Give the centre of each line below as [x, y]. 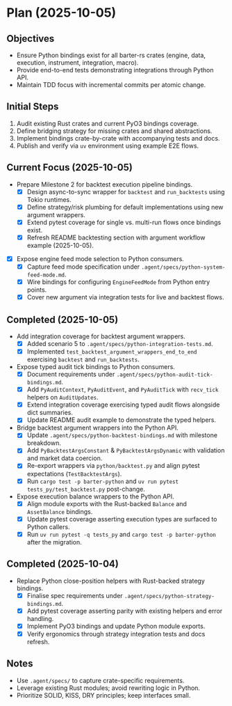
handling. [40, 618]
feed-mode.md [46, 275]
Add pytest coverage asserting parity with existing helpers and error [125, 611]
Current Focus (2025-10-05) [69, 167]
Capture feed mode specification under [83, 267]
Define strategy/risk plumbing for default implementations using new [125, 207]
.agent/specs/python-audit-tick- [165, 375]
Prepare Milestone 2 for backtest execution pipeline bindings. [104, 184]
